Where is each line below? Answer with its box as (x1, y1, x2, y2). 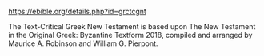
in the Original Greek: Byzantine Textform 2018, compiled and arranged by (8, 31, 253, 39)
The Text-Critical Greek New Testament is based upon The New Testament (8, 22, 256, 31)
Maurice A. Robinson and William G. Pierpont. (8, 39, 158, 48)
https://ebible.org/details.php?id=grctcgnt (8, 7, 146, 16)
